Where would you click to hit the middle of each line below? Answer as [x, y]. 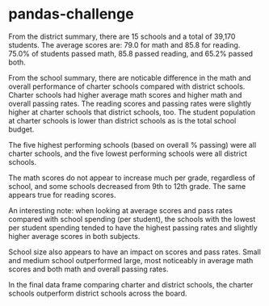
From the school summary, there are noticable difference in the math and [130, 78]
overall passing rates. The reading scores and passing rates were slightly [130, 103]
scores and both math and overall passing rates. [88, 269]
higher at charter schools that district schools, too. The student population [132, 112]
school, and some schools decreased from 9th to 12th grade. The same [127, 186]
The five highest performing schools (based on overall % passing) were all [132, 145]
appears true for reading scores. [62, 195]
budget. [21, 129]
